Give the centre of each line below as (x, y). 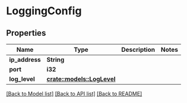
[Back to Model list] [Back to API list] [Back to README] (74, 94)
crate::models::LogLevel (81, 79)
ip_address (25, 60)
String (56, 60)
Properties (26, 33)
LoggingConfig (44, 11)
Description (138, 50)
